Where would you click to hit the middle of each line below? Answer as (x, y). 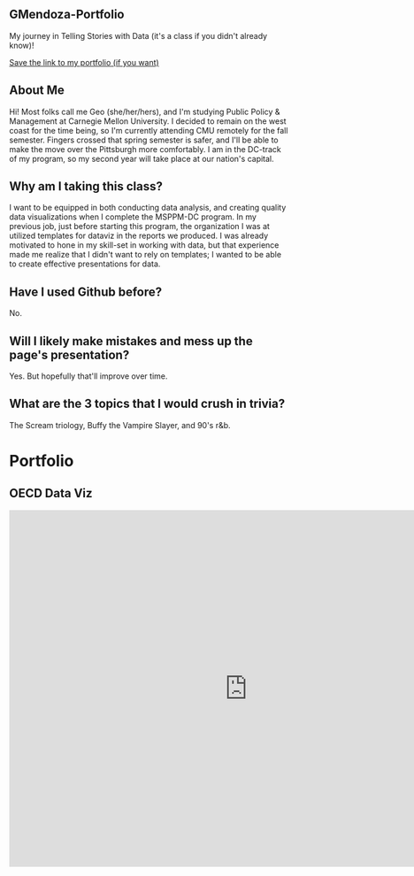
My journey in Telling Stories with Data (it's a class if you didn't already (138, 35)
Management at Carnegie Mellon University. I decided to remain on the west (148, 121)
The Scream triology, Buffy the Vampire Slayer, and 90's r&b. (120, 425)
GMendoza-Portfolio (67, 15)
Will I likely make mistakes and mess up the (131, 341)
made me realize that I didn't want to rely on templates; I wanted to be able (145, 255)
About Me (37, 91)
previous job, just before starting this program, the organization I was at (139, 227)
